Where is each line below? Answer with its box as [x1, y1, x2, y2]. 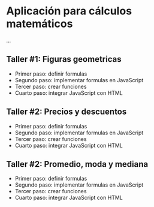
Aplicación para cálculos [6, 4, 132, 18]
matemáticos [6, 17, 73, 31]
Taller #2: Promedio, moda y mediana [6, 159, 149, 169]
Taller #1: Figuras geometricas [6, 54, 122, 64]
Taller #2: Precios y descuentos [6, 107, 127, 117]
